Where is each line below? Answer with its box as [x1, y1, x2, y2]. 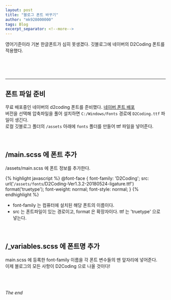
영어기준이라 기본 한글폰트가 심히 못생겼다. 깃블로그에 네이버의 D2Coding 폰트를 [5, 41, 165, 48]
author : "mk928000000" [5, 17, 53, 22]
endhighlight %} [5, 191, 39, 197]
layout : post [5, 7, 33, 13]
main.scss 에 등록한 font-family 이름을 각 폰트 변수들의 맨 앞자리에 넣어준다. [5, 257, 158, 263]
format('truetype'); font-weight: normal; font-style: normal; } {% [5, 186, 139, 192]
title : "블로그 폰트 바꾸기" [5, 12, 59, 17]
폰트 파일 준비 [5, 89, 46, 98]
